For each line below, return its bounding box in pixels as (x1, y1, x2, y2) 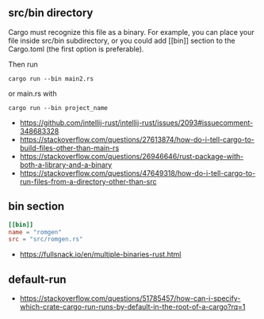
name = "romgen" (8, 228, 62, 236)
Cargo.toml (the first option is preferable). (8, 44, 144, 54)
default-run (8, 272, 67, 286)
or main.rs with (8, 89, 57, 98)
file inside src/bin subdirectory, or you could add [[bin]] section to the (8, 36, 235, 45)
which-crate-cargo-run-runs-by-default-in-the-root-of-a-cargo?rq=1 (19, 302, 246, 312)
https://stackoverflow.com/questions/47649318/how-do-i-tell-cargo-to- (19, 168, 256, 177)
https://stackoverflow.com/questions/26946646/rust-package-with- (19, 151, 244, 161)
